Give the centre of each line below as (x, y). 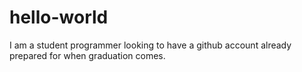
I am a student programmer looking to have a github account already (150, 45)
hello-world (59, 17)
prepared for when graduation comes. (87, 55)
